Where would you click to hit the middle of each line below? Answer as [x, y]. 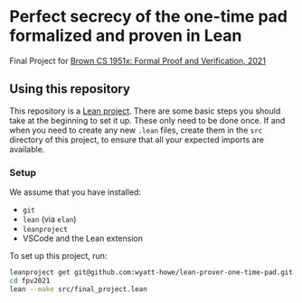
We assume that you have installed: [75, 192]
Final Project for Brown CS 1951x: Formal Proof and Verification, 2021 [138, 60]
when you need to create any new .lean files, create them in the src [136, 130]
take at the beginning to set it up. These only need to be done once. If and [147, 120]
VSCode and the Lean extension [82, 239]
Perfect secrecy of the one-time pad [148, 17]
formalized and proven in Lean [126, 36]
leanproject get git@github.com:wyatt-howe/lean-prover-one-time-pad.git [151, 272]
